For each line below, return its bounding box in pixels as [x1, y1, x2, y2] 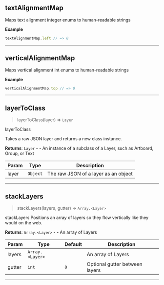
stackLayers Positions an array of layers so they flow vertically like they [5, 215, 149, 220]
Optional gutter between [86, 261, 143, 267]
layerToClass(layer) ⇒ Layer [17, 117, 73, 123]
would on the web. [5, 220, 42, 225]
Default [64, 241, 82, 247]
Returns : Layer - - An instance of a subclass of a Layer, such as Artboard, [5, 145, 154, 151]
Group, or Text [5, 151, 34, 156]
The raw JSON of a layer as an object [47, 171, 133, 177]
